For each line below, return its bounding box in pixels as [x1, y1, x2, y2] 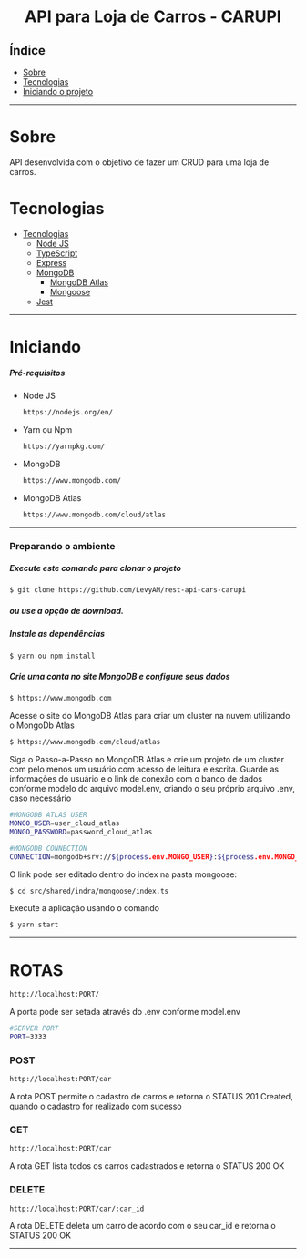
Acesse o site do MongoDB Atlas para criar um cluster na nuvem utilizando [9, 711, 291, 721]
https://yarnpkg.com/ [22, 442, 105, 451]
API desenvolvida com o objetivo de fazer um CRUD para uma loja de [9, 157, 270, 168]
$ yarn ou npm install [9, 651, 96, 660]
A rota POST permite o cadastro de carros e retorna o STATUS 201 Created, [9, 1091, 293, 1102]
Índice [9, 43, 46, 58]
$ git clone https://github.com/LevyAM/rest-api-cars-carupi [9, 586, 247, 595]
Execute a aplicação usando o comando [9, 903, 159, 914]
